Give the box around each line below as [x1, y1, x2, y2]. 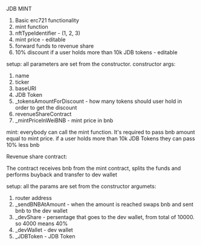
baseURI [14, 85, 37, 92]
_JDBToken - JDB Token [14, 233, 75, 240]
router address [14, 194, 53, 201]
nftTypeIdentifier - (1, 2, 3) [14, 29, 80, 37]
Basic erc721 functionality [14, 17, 80, 23]
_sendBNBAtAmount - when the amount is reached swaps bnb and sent [14, 201, 194, 208]
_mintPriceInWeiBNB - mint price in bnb [14, 117, 113, 124]
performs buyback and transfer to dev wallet [6, 171, 118, 178]
